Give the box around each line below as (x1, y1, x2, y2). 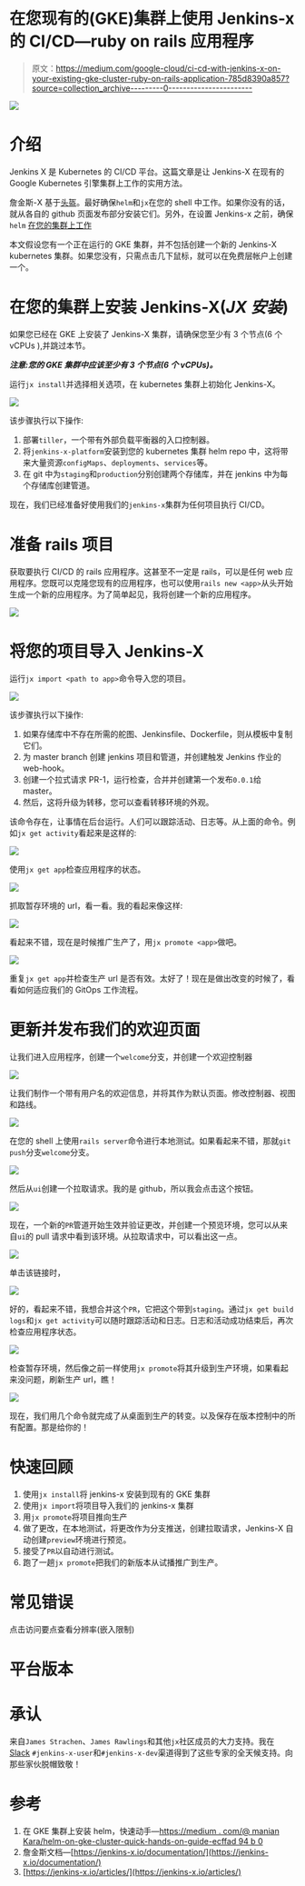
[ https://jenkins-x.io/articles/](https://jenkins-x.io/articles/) (22, 1866, 242, 1877)
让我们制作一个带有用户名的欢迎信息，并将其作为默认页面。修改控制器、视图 (9, 1087, 296, 1098)
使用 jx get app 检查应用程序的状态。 (9, 863, 146, 874)
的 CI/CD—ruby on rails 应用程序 (9, 31, 254, 52)
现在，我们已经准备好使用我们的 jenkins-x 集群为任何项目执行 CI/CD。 (9, 499, 270, 510)
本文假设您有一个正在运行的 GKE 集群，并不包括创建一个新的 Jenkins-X (9, 238, 277, 250)
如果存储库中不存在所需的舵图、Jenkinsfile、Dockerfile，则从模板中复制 (22, 728, 293, 739)
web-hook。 (22, 763, 70, 773)
